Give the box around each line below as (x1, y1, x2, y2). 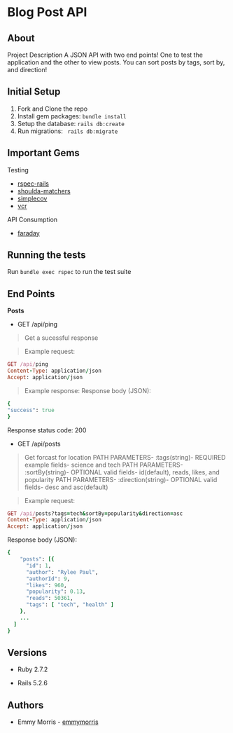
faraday (17, 228, 40, 237)
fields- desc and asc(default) (24, 483, 108, 491)
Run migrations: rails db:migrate (17, 127, 118, 135)
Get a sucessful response (24, 334, 99, 342)
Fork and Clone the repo (17, 104, 88, 113)
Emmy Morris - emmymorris (17, 718, 99, 726)
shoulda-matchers (17, 186, 71, 195)
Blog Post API (7, 4, 87, 20)
